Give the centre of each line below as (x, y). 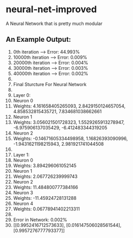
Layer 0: (22, 95)
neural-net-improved (51, 9)
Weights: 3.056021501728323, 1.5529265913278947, (69, 122)
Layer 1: (21, 154)
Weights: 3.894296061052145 (45, 165)
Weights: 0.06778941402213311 (46, 209)
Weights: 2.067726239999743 (45, 176)
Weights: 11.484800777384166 (46, 187)
